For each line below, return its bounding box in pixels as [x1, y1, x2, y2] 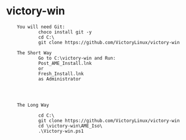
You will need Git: [17, 24, 66, 30]
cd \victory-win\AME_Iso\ [38, 123, 103, 129]
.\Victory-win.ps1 [38, 128, 84, 134]
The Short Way [17, 49, 52, 56]
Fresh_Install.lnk [38, 70, 84, 77]
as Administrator [38, 76, 82, 82]
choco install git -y [38, 29, 92, 35]
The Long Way [17, 102, 49, 108]
